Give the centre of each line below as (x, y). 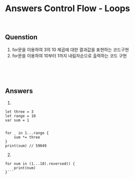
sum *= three (27, 137)
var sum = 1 (17, 120)
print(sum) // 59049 (26, 146)
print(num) (25, 168)
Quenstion (21, 37)
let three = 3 (19, 112)
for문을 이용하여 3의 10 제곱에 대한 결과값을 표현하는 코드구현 (70, 50)
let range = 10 (20, 116)
